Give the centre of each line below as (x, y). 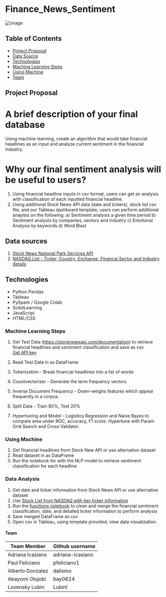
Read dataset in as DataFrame (43, 455)
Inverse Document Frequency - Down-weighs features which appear (83, 391)
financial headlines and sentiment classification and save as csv (78, 347)
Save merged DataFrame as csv (45, 516)
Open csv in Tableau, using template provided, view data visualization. (85, 522)
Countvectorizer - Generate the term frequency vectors (69, 381)
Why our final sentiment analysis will (83, 169)
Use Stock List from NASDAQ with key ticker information (70, 500)
